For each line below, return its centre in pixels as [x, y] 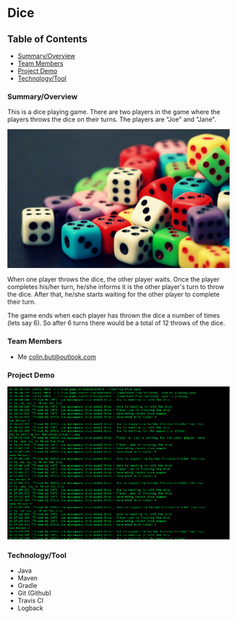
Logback [30, 608]
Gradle [27, 586]
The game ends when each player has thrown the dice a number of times [114, 316]
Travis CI [30, 601]
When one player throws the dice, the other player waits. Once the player [114, 279]
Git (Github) [34, 593]
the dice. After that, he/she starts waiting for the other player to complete [114, 295]
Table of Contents [48, 39]
